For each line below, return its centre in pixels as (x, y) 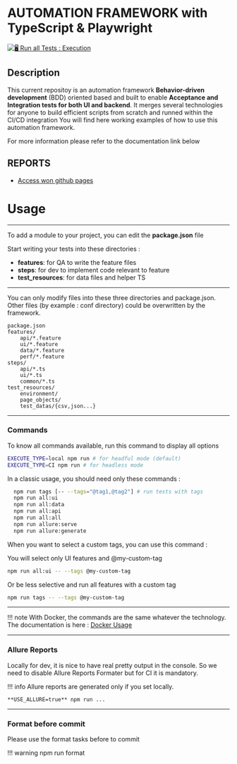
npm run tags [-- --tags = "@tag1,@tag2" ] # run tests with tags (108, 491)
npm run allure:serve (45, 524)
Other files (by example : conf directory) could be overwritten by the (107, 305)
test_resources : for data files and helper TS (81, 277)
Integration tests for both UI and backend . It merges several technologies (115, 105)
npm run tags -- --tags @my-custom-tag (66, 597)
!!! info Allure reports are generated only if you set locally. (91, 686)
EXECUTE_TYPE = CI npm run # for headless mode (75, 465)
